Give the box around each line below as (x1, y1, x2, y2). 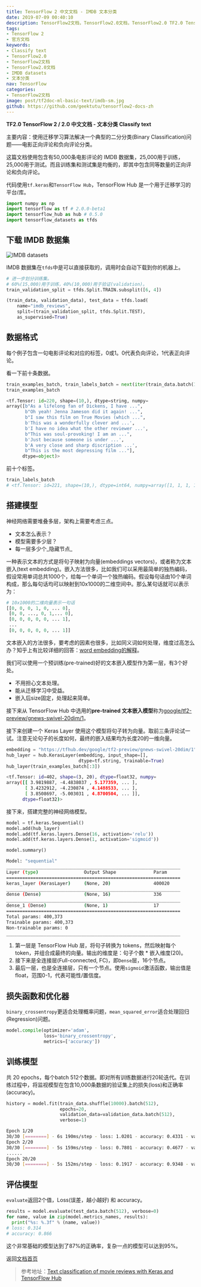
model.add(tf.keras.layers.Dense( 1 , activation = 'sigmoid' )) (6, 837, 160, 843)
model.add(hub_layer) (6, 825, 60, 831)
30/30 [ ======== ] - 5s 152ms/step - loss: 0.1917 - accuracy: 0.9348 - (6, 1161, 188, 1167)
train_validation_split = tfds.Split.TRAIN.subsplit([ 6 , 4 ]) (6, 286, 162, 293)
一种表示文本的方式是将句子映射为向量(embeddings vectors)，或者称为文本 (6, 557, 192, 565)
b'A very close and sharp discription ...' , (25, 442, 138, 449)
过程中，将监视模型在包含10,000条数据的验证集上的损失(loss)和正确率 (11, 1081, 184, 1088)
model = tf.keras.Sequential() (6, 820, 84, 826)
